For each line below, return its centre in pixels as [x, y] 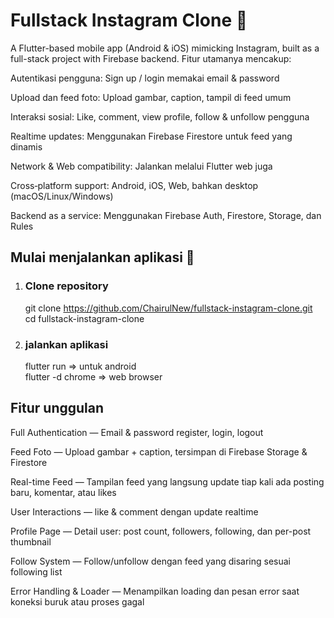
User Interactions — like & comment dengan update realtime [134, 511]
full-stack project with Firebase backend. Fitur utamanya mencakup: [151, 58]
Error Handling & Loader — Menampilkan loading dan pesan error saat [155, 591]
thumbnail [31, 541]
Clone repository [66, 286]
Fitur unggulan [57, 408]
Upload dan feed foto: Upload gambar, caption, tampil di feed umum [151, 97]
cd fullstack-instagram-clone [84, 318]
